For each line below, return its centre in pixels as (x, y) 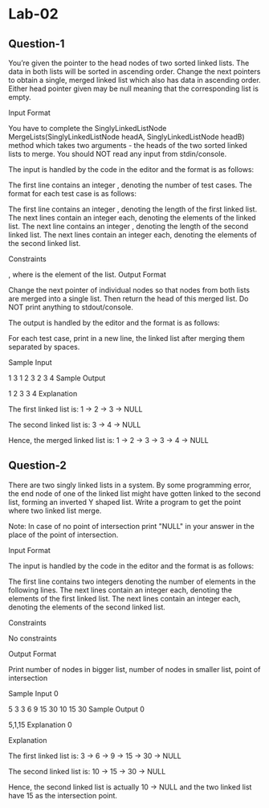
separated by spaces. (44, 347)
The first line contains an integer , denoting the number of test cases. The (130, 185)
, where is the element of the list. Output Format (88, 275)
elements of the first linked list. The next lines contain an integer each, (124, 598)
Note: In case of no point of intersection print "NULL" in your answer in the (131, 526)
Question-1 (37, 44)
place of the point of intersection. (63, 535)
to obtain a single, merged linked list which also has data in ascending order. (134, 80)
